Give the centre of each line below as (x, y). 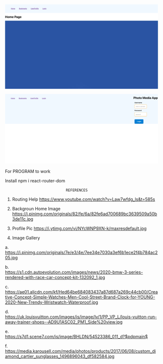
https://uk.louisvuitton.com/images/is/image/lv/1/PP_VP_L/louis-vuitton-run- (81, 317)
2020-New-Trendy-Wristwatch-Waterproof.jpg (52, 302)
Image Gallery (26, 238)
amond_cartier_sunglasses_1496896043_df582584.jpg (60, 356)
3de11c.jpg (23, 219)
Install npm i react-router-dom (35, 181)
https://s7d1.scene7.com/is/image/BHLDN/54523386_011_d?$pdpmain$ (76, 336)
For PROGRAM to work (28, 171)
